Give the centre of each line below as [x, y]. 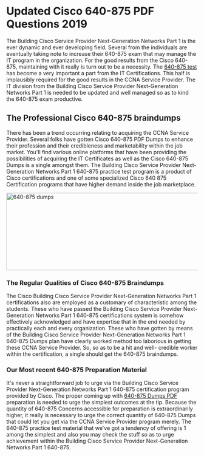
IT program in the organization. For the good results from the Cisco [90, 60]
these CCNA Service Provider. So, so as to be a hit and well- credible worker [102, 348]
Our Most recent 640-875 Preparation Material [76, 370]
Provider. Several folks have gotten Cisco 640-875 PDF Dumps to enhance [100, 139]
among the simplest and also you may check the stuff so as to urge [90, 435]
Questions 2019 [47, 24]
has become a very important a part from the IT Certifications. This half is [98, 73]
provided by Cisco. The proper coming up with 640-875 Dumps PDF [92, 396]
